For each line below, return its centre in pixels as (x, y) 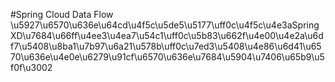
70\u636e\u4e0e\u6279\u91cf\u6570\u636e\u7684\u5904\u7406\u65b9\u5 (167, 57)
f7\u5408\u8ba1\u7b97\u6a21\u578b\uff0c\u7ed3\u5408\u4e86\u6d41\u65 (166, 46)
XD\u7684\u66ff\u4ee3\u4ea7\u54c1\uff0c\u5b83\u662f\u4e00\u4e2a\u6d (167, 35)
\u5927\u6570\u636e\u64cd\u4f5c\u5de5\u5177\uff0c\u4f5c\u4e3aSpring (165, 25)
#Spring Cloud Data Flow (62, 14)
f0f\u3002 (31, 67)
